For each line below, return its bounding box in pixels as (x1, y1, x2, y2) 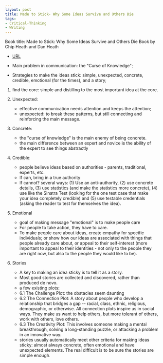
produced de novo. (19, 280, 58, 286)
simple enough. (19, 352, 51, 359)
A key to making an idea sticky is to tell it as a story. (19, 269, 123, 276)
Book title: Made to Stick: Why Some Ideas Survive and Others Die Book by (5, 39, 156, 44)
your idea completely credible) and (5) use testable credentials (19, 196, 145, 202)
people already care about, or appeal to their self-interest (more (19, 240, 147, 246)
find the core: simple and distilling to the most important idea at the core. (12, 87, 158, 93)
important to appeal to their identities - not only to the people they (19, 245, 152, 251)
